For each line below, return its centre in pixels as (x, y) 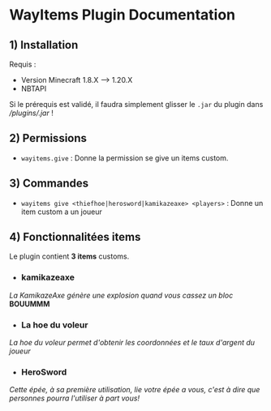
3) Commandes (49, 184)
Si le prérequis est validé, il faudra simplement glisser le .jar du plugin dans (136, 104)
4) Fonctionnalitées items (75, 237)
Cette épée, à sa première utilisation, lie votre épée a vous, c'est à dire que (135, 390)
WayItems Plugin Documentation (123, 15)
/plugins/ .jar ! (31, 113)
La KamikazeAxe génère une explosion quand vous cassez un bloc (121, 295)
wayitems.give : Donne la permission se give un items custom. (125, 158)
